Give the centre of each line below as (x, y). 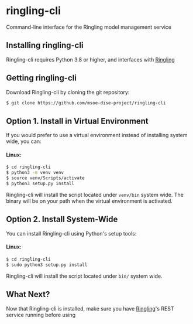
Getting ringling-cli (42, 78)
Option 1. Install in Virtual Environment (77, 121)
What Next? (28, 294)
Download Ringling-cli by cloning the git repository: (68, 92)
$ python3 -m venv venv (35, 173)
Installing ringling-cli (45, 45)
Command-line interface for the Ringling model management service (89, 27)
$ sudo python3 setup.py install (47, 265)
